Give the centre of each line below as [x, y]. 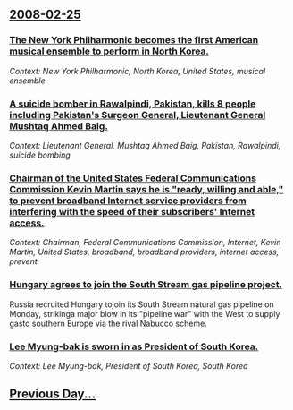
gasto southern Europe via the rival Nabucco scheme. [108, 323]
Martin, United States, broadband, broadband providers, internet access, [144, 252]
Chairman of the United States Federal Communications [133, 178]
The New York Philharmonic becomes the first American [134, 40]
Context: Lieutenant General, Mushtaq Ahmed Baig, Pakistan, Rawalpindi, [145, 145]
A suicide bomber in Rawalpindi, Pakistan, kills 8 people [133, 104]
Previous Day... [53, 394]
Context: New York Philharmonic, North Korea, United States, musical [138, 71]
